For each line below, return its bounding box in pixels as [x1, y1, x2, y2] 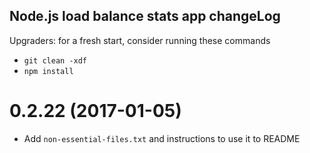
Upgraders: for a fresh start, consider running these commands [9, 34, 271, 46]
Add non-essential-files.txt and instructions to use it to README [23, 132, 301, 144]
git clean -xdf [23, 55, 88, 66]
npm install [23, 66, 74, 76]
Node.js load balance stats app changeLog [9, 8, 281, 25]
